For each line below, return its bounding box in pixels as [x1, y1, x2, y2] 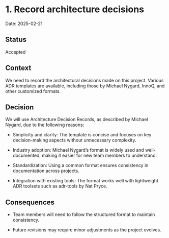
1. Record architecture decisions [5, 4, 144, 15]
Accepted [5, 49, 26, 55]
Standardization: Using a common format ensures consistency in [12, 162, 149, 169]
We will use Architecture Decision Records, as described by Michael [5, 116, 149, 123]
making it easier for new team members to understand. [41, 152, 157, 159]
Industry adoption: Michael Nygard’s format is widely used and [12, 147, 144, 153]
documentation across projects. [12, 168, 80, 174]
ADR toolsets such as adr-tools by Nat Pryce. [12, 183, 108, 189]
